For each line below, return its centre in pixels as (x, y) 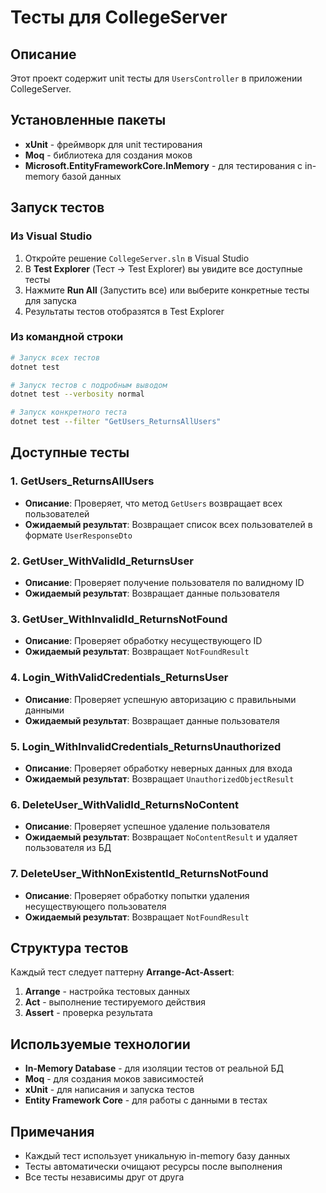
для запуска (50, 300)
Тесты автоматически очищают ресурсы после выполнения (153, 1166)
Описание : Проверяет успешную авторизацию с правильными (160, 699)
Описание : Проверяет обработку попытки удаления (137, 895)
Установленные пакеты (88, 120)
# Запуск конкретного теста (69, 412)
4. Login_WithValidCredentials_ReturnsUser (119, 678)
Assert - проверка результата (88, 1013)
